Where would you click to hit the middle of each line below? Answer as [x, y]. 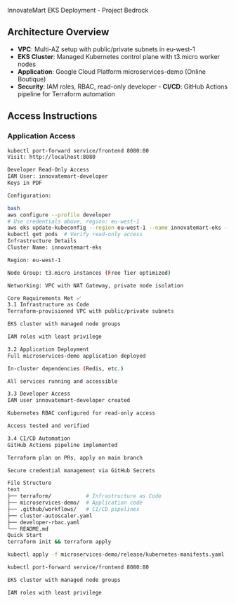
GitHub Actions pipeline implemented [63, 445]
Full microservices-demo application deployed [77, 356]
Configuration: [29, 195]
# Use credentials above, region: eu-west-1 [73, 221]
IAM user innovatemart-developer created [69, 401]
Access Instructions [52, 116]
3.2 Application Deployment [48, 349]
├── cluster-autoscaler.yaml [50, 516]
